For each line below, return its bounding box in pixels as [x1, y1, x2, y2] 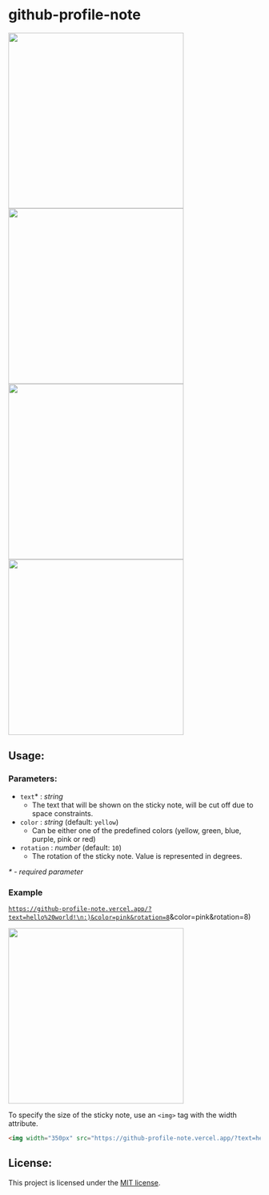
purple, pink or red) [31, 834, 96, 843]
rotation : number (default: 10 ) [19, 843, 122, 852]
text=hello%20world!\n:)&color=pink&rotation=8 [8, 913, 171, 921]
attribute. [8, 1118, 38, 1128]
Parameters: [8, 773, 58, 784]
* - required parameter [8, 867, 84, 876]
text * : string [19, 791, 64, 801]
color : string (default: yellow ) [19, 817, 119, 827]
